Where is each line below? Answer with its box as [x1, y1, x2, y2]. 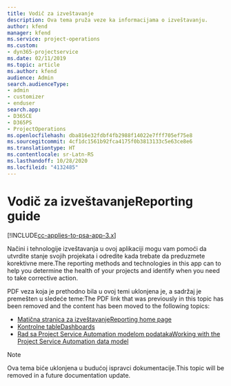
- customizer [7, 94, 45, 101]
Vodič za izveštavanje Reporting [7, 194, 194, 209]
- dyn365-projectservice [7, 49, 79, 56]
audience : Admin [7, 74, 54, 81]
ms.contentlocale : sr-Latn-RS [7, 151, 94, 159]
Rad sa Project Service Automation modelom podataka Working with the [17, 329, 221, 338]
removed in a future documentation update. [7, 371, 131, 379]
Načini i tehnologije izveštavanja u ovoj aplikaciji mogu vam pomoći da [7, 244, 207, 252]
